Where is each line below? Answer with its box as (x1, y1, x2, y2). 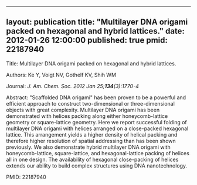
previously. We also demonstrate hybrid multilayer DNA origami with (6, 144, 171, 151)
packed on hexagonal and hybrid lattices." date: (6, 26, 185, 36)
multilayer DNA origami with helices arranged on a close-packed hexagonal (6, 125, 189, 132)
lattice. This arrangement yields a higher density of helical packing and (6, 131, 178, 138)
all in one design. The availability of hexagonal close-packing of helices (6, 156, 179, 163)
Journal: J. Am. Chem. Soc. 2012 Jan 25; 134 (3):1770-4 (6, 82, 139, 89)
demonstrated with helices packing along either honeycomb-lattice (6, 112, 168, 120)
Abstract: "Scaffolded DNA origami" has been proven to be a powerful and (6, 94, 186, 101)
